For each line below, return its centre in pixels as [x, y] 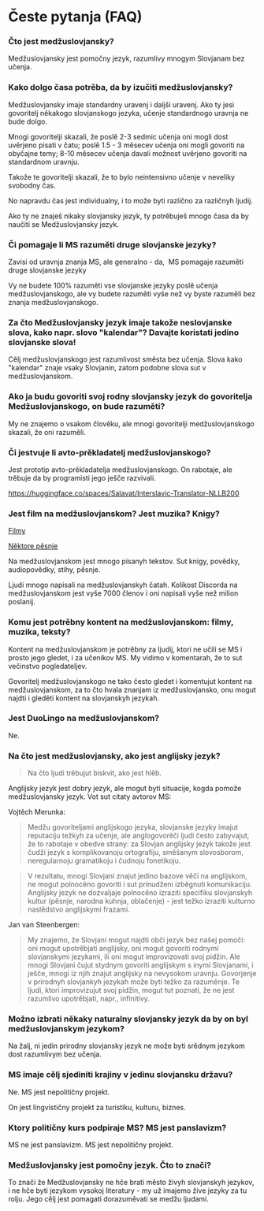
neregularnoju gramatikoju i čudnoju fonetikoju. [104, 861]
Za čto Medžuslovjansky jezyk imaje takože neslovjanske [120, 323]
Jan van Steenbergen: [44, 925]
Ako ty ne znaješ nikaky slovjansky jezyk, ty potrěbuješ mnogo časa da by [129, 216]
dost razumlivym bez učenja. [55, 1054]
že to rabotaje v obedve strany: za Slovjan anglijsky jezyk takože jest [139, 844]
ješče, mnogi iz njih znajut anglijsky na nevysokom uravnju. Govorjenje [142, 974]
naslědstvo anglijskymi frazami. [78, 909]
